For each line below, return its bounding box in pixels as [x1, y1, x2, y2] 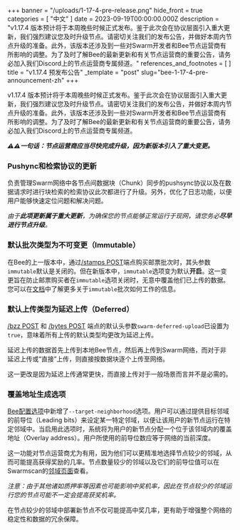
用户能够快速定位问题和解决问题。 [7, 196, 108, 205]
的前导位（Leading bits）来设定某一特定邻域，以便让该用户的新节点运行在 [7, 416, 224, 424]
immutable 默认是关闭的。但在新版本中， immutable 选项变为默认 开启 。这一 [7, 267, 221, 275]
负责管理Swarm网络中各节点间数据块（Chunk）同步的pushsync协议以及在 [7, 178, 226, 188]
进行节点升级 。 [7, 220, 51, 229]
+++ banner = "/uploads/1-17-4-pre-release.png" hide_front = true [7, 6, 203, 14]
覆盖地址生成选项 [7, 389, 66, 399]
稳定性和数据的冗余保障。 [7, 515, 83, 524]
